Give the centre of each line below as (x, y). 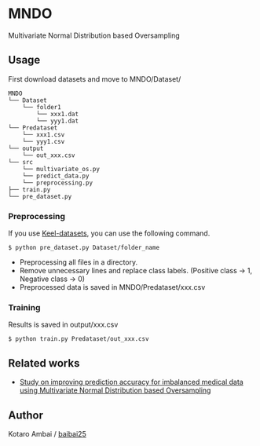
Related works (44, 363)
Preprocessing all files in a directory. (79, 262)
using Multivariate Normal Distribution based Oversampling (115, 390)
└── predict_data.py (56, 176)
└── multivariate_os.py (61, 169)
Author (26, 415)
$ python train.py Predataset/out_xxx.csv (79, 339)
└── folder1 (42, 107)
